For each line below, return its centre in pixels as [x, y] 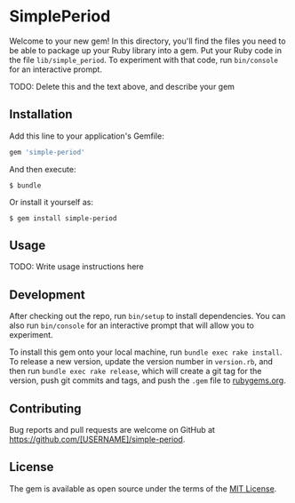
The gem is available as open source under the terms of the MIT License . [143, 488]
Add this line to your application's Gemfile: [87, 136]
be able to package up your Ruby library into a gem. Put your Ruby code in [146, 50]
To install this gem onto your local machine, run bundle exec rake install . [146, 352]
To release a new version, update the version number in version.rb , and [141, 362]
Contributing [45, 408]
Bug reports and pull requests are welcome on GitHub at [112, 430]
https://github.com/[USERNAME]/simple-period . [97, 439]
